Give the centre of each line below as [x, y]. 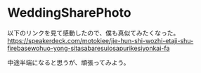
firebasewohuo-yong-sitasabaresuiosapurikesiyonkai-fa [89, 48]
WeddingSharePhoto [69, 13]
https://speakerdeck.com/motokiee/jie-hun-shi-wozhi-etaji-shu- [100, 40]
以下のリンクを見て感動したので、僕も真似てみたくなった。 [93, 33]
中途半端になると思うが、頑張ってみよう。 [69, 62]
